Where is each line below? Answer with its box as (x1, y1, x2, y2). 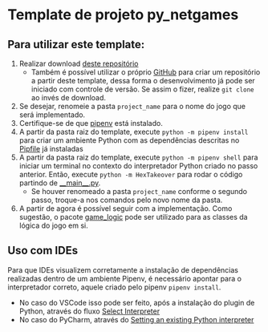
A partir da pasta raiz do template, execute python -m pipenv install (18, 127, 249, 136)
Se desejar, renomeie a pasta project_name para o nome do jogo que (18, 102, 246, 111)
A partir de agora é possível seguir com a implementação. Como (18, 204, 233, 213)
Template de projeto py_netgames (7, 6, 239, 24)
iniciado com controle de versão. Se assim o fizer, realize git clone (30, 84, 254, 94)
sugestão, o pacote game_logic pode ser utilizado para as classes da (18, 213, 248, 221)
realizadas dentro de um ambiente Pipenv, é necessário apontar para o (7, 273, 242, 283)
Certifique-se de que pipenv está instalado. (18, 119, 164, 128)
